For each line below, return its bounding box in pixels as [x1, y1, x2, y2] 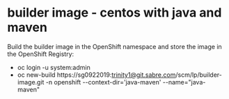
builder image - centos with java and [7, 5, 222, 21]
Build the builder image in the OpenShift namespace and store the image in [7, 42, 223, 51]
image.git [17, 78, 45, 86]
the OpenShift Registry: [7, 50, 74, 58]
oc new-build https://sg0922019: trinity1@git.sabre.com [17, 71, 176, 79]
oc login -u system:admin [17, 63, 90, 71]
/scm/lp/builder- [175, 71, 223, 79]
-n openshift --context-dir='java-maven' [45, 78, 161, 86]
